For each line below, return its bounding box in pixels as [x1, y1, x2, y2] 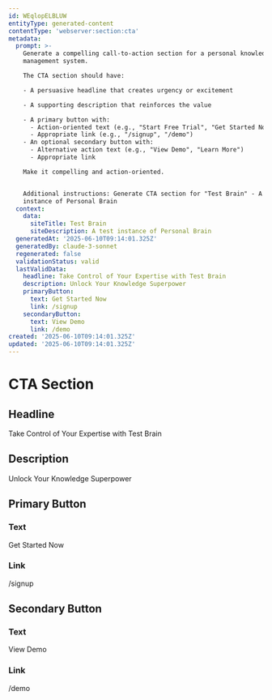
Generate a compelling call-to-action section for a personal [23, 49, 237, 58]
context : [15, 204, 45, 213]
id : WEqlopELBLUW [8, 11, 67, 20]
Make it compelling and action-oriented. [23, 168, 164, 176]
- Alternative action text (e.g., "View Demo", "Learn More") [29, 146, 244, 154]
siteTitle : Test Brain [29, 220, 107, 228]
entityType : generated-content [8, 19, 114, 28]
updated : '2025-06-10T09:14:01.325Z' [8, 340, 136, 348]
